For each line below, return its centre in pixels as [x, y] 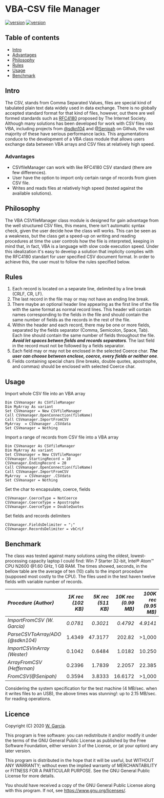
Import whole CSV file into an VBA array [45, 394]
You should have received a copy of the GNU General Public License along [80, 785]
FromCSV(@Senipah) [32, 677]
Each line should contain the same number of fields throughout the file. [83, 336]
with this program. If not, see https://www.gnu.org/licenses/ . [66, 790]
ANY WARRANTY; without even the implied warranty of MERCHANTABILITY [81, 765]
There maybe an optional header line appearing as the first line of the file [85, 304]
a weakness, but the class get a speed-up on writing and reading [70, 236]
